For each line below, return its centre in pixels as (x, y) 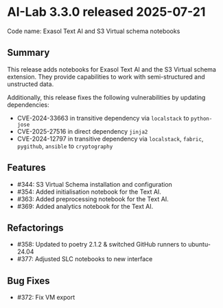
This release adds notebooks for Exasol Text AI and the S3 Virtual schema (111, 69)
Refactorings (35, 228)
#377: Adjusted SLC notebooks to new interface (85, 259)
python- (202, 119)
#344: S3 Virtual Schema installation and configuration (95, 184)
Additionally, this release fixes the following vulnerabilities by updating (106, 97)
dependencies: (28, 105)
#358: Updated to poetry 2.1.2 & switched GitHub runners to (102, 245)
